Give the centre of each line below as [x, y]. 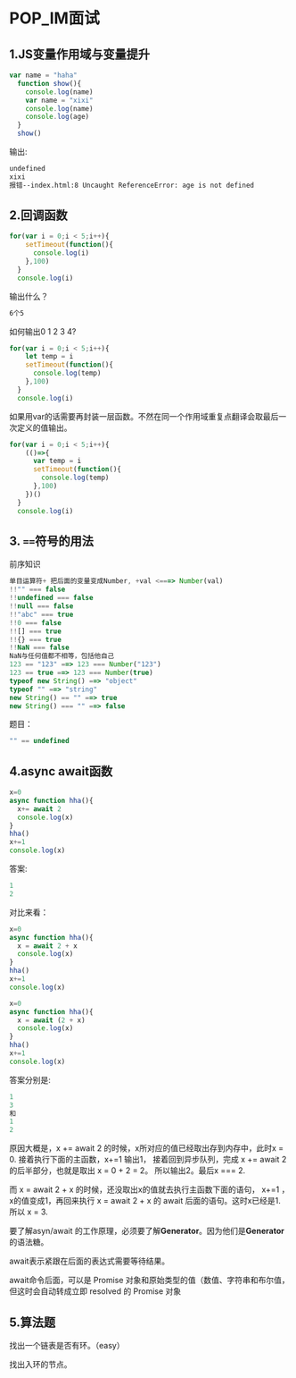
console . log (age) [58, 117]
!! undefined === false [51, 598]
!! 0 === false [36, 622]
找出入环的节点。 [41, 1364]
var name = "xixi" [59, 100]
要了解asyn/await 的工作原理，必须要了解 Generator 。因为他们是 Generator [147, 1231]
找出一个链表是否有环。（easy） [67, 1345]
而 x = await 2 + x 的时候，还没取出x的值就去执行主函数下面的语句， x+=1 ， [149, 1189]
